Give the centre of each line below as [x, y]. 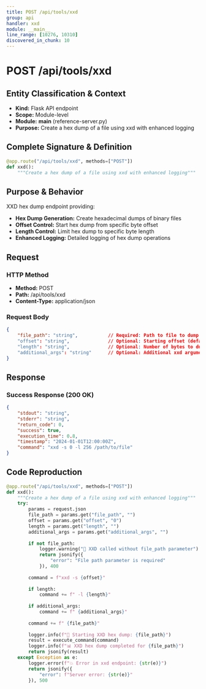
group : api [20, 18]
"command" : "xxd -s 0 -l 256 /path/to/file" [75, 448]
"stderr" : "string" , [44, 419]
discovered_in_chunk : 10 [38, 40]
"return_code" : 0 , [41, 425]
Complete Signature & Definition [69, 147]
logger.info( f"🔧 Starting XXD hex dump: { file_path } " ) [100, 635]
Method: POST [34, 288]
